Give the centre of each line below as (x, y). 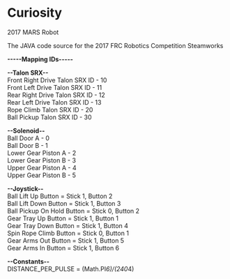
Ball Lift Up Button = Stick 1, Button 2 (60, 196)
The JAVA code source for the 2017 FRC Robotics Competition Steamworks (115, 45)
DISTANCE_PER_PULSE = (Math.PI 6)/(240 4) (71, 269)
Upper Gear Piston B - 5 (42, 175)
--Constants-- (29, 261)
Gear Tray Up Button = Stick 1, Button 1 (63, 218)
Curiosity (35, 13)
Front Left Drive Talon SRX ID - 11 (55, 87)
